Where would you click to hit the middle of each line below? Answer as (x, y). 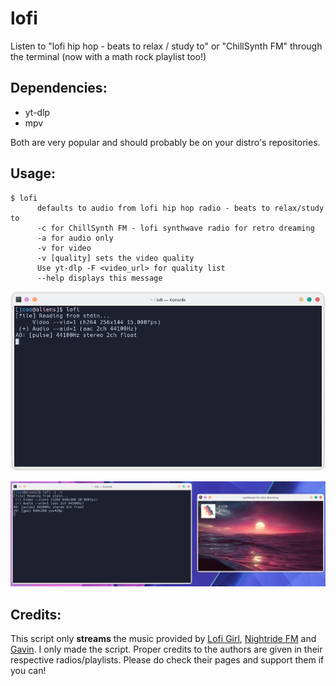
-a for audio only (75, 238)
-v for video (64, 248)
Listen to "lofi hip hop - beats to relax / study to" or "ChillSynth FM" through (166, 46)
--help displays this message (99, 278)
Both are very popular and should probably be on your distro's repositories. (165, 142)
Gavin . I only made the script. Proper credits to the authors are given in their (166, 649)
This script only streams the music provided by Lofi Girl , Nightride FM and (163, 639)
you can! (28, 671)
